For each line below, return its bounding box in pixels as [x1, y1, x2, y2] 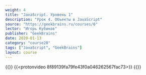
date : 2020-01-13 [5, 36, 42, 41]
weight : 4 [5, 7, 26, 13]
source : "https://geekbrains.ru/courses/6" [5, 21, 98, 27]
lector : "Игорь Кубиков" [5, 26, 57, 31]
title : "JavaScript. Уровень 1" [5, 12, 73, 17]
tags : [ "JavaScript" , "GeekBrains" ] [5, 45, 82, 50]
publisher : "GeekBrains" [5, 31, 57, 36]
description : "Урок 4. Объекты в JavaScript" [5, 17, 102, 22]
